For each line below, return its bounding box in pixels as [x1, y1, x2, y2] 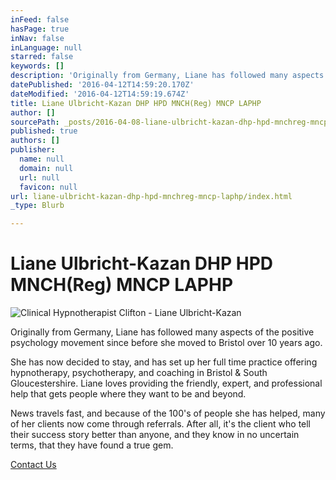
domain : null [19, 163, 74, 173]
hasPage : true [10, 24, 70, 34]
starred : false [10, 52, 74, 62]
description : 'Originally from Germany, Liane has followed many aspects [10, 71, 325, 81]
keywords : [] [10, 61, 65, 71]
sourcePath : [10, 117, 60, 127]
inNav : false [10, 33, 65, 43]
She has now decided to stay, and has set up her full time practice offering [10, 356, 318, 368]
